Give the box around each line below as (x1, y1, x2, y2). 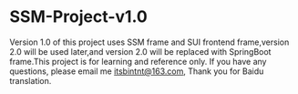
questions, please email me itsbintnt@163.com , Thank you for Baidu (9, 66, 264, 77)
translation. (9, 75, 52, 86)
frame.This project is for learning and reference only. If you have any (9, 56, 267, 67)
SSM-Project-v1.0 (9, 6, 148, 27)
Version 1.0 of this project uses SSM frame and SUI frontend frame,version (9, 37, 290, 47)
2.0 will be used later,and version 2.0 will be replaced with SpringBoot (9, 46, 272, 57)
